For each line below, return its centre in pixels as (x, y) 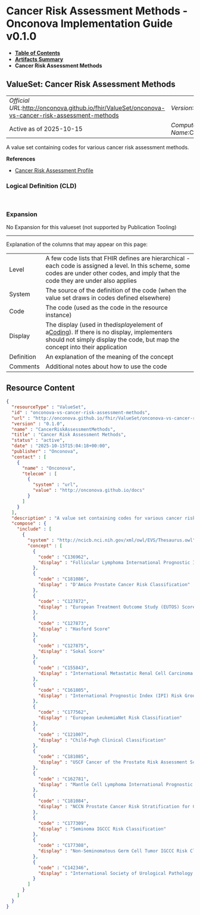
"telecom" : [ (40, 474)
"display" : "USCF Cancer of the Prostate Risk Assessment (112, 762)
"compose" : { (29, 523)
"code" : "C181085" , (63, 757)
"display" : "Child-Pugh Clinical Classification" (102, 740)
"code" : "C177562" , (63, 712)
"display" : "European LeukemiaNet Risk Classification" (110, 718)
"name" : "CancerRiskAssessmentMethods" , (64, 429)
